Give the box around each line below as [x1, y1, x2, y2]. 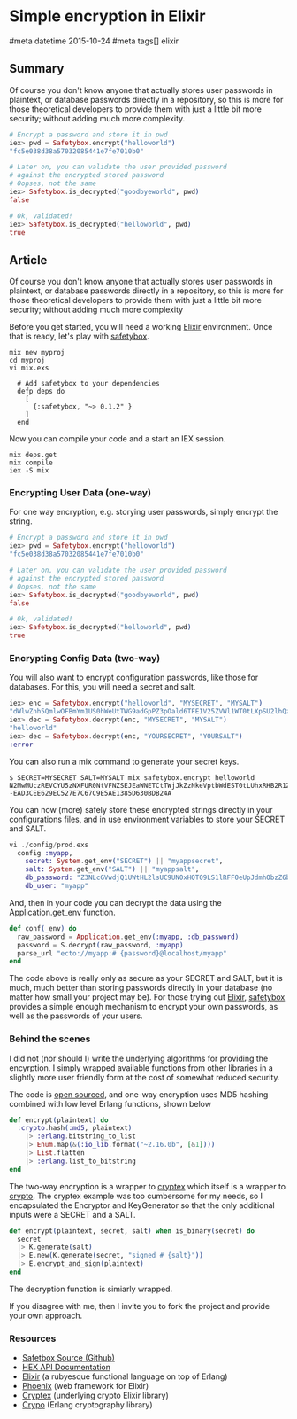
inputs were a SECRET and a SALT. [9, 1209, 136, 1220]
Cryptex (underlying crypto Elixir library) [21, 1390, 170, 1401]
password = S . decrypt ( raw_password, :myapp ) [17, 940, 184, 949]
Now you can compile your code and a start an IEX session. [9, 433, 226, 444]
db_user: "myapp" [25, 882, 89, 891]
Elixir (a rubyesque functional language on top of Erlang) [21, 1371, 228, 1382]
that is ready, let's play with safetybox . [9, 331, 150, 342]
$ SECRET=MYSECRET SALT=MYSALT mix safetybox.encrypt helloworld [9, 773, 255, 782]
